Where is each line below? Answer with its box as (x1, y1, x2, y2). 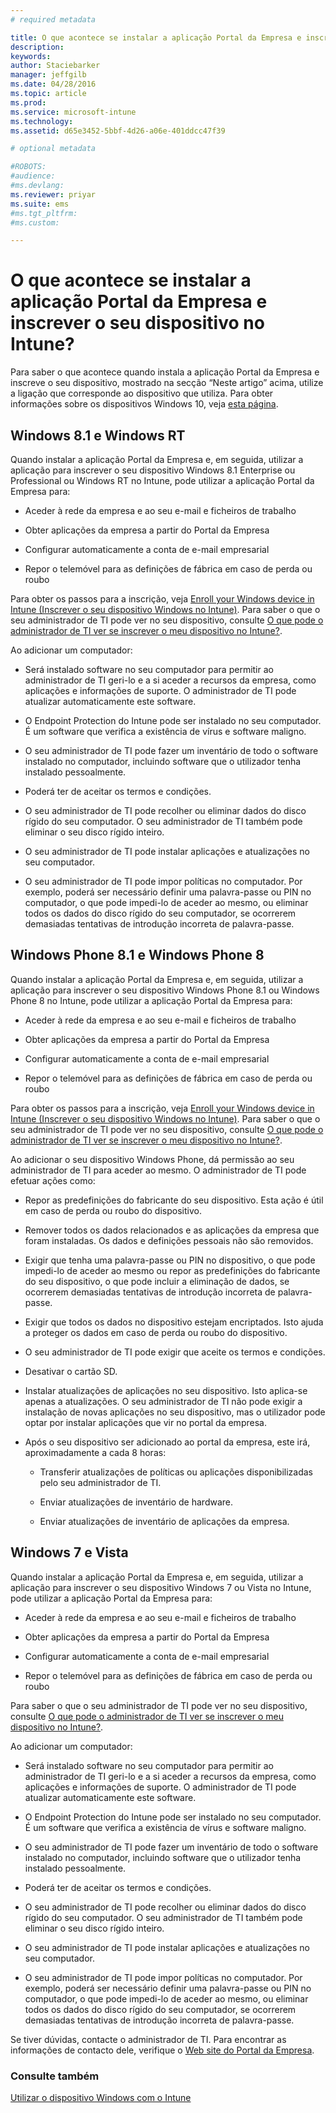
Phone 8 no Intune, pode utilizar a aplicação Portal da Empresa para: (10, 994, 293, 1006)
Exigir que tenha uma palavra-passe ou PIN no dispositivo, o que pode (24, 1254, 316, 1266)
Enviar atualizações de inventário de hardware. (39, 1496, 234, 1508)
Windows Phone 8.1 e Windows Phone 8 (10, 947, 265, 964)
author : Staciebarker (10, 61, 101, 71)
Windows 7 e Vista (10, 1544, 129, 1561)
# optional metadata (10, 144, 97, 154)
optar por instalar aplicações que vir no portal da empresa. (24, 1416, 267, 1428)
